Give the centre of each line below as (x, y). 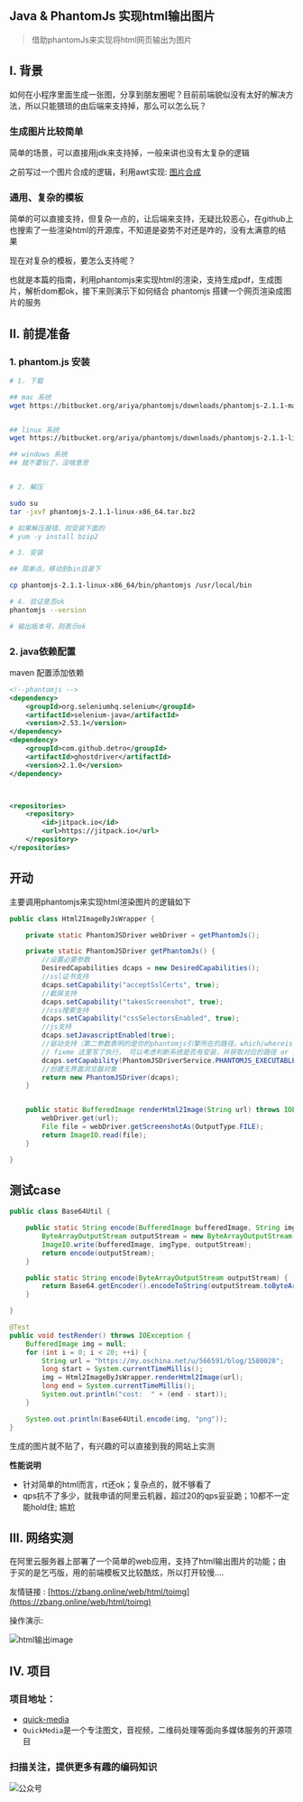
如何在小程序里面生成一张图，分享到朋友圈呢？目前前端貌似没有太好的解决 (147, 94)
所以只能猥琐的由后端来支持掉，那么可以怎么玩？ (116, 106)
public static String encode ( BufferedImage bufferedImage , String (153, 1228)
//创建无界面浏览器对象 (79, 1069)
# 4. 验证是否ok (37, 602)
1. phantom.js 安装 (50, 361)
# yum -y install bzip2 (54, 537)
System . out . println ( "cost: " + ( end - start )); (135, 1395)
